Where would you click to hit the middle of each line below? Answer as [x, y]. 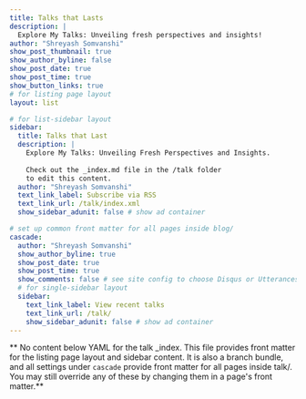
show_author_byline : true [67, 254]
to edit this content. [69, 179]
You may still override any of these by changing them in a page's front [141, 377]
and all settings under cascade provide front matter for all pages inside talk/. [151, 367]
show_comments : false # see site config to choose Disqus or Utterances [158, 280]
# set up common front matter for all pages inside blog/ [122, 229]
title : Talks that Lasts [56, 18]
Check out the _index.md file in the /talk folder [124, 169]
